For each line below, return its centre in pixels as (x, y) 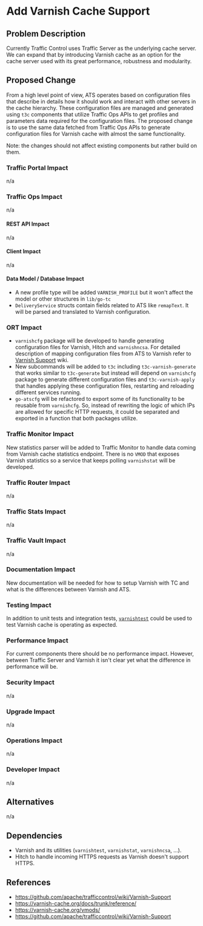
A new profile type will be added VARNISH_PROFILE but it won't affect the (104, 293)
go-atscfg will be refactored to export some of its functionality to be (100, 399)
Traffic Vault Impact (36, 541)
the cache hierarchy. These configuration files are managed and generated (100, 108)
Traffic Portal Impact (37, 167)
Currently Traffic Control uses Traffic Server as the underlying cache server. (101, 48)
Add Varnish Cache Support (78, 11)
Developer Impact (33, 770)
